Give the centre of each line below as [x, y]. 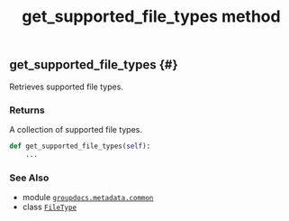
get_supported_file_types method [151, 17]
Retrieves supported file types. [67, 87]
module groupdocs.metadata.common [88, 197]
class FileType [50, 207]
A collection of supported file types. [76, 129]
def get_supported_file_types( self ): [80, 146]
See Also [29, 178]
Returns [27, 110]
